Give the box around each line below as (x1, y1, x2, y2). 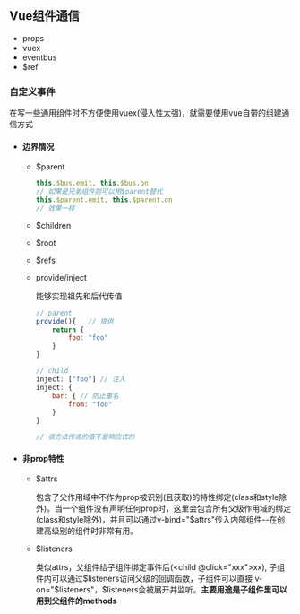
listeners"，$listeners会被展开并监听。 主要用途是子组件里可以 (59, 584, 288, 595)
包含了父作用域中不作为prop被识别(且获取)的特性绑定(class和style (35, 492, 279, 503)
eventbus (21, 52, 57, 63)
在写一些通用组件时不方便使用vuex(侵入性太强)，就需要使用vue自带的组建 (9, 108, 282, 118)
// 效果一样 (35, 203, 75, 212)
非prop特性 (21, 453, 64, 463)
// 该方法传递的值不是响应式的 (35, 433, 135, 442)
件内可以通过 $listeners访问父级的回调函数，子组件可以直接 (35, 573, 253, 584)
